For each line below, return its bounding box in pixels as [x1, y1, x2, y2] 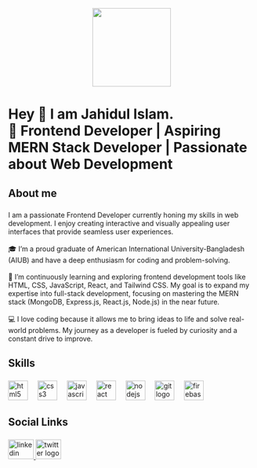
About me [8, 186, 57, 199]
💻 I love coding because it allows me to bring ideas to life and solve [8, 314, 228, 324]
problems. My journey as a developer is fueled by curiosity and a [27, 325, 237, 335]
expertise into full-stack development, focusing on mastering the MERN [8, 288, 239, 298]
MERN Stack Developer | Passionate [8, 139, 248, 156]
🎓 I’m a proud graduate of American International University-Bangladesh [8, 243, 245, 254]
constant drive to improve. [8, 334, 93, 343]
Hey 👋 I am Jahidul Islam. [8, 105, 174, 123]
